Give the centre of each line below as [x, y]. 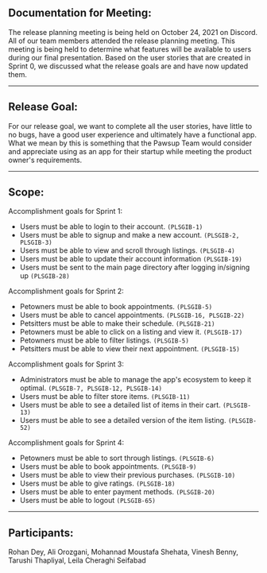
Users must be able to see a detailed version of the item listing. [123, 420]
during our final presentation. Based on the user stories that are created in [130, 57]
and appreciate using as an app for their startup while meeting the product [130, 151]
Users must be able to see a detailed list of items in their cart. [120, 405]
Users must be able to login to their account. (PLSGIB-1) [111, 226]
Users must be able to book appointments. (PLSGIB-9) [108, 467]
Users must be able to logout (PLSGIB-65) [88, 501]
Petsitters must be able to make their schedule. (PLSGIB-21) [117, 323]
